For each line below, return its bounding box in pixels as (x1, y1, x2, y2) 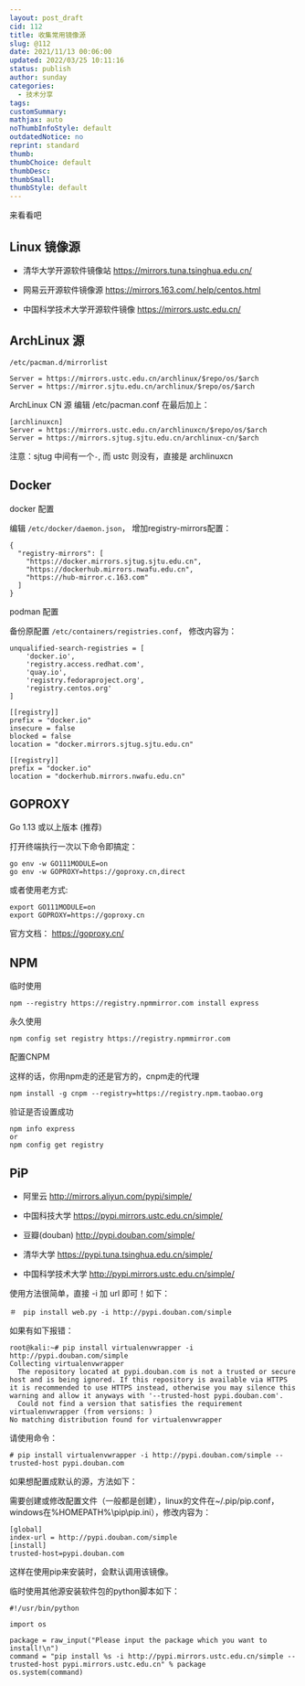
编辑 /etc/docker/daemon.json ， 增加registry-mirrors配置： (9, 522, 232, 533)
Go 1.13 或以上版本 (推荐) (9, 822, 102, 833)
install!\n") (9, 1644, 59, 1653)
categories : (9, 81, 55, 91)
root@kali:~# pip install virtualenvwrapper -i (9, 1343, 195, 1352)
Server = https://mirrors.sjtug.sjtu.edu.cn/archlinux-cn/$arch (9, 433, 259, 443)
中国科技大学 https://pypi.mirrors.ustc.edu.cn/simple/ (22, 1211, 224, 1221)
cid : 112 (9, 22, 43, 31)
